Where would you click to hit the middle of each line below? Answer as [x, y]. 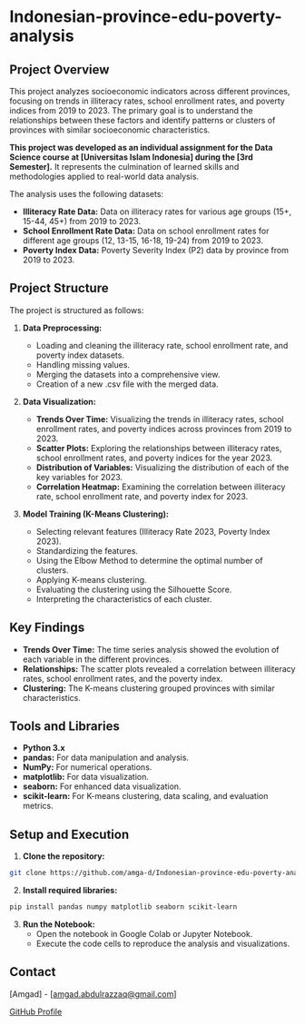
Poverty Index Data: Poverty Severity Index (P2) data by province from [155, 250]
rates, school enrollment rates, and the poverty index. [123, 678]
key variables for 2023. [79, 477]
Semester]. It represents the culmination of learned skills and [124, 167]
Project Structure [59, 288]
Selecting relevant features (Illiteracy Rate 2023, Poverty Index [153, 531]
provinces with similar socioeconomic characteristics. [110, 130]
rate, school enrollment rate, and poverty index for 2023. [142, 496]
